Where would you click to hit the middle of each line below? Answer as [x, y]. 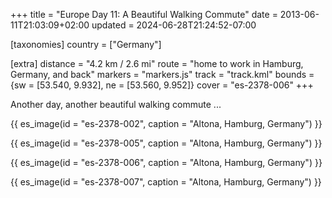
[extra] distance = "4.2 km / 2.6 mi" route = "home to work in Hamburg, [157, 63]
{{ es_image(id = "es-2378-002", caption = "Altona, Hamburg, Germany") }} [166, 123]
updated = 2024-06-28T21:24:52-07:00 [174, 25]
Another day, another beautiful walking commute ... [116, 104]
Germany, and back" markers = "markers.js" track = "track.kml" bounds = [162, 74]
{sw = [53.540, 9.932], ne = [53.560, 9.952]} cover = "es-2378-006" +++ [162, 85]
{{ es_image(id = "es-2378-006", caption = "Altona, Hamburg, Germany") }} [166, 162]
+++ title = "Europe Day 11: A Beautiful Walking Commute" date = [144, 14]
